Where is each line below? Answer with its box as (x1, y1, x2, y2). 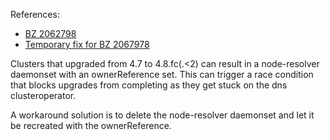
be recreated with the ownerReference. (10, 120, 172, 131)
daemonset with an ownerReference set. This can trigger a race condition (10, 69, 314, 80)
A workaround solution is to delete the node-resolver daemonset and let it (10, 109, 315, 121)
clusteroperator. (10, 90, 77, 101)
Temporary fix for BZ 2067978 (24, 39, 150, 50)
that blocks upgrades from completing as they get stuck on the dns (10, 79, 288, 91)
